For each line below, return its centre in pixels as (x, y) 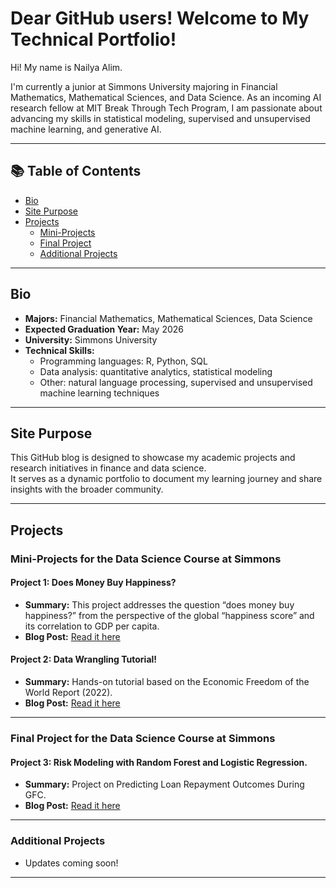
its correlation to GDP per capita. (92, 626)
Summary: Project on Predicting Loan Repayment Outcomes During (164, 784)
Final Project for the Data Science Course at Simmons (143, 739)
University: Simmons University (91, 339)
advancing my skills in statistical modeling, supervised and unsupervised (160, 118)
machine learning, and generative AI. (86, 129)
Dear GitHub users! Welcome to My (160, 18)
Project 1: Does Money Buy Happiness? (93, 583)
